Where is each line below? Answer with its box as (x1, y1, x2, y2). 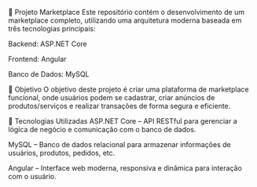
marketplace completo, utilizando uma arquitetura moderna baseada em (8, 16, 242, 25)
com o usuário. (8, 172, 57, 181)
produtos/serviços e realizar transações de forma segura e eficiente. (8, 102, 231, 110)
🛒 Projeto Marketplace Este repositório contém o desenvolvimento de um (8, 8, 245, 16)
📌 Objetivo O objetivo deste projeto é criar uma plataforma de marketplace (8, 85, 249, 94)
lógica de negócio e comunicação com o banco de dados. (8, 125, 196, 134)
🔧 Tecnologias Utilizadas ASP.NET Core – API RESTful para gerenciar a (8, 117, 237, 125)
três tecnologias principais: (8, 24, 96, 33)
